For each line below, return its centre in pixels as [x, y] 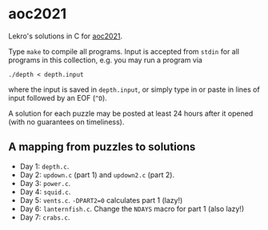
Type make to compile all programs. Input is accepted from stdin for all [124, 51]
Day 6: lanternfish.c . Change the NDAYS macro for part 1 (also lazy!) [132, 208]
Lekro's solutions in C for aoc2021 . [65, 36]
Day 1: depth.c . [44, 166]
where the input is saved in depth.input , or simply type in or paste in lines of [134, 89]
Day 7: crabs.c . [45, 217]
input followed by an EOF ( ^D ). [58, 97]
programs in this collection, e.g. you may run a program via [105, 60]
